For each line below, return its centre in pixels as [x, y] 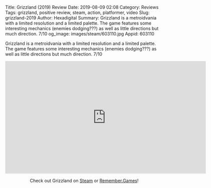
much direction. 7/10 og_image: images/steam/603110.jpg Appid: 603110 [80, 34]
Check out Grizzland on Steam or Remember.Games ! [84, 180]
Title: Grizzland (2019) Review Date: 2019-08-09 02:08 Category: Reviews [82, 7]
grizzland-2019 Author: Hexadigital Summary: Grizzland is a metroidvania [81, 18]
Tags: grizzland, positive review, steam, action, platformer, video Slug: [77, 12]
